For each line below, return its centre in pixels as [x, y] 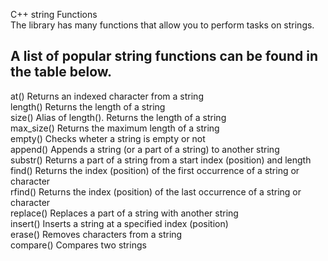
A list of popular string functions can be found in [164, 56]
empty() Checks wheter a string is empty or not [108, 138]
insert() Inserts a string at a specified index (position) [119, 223]
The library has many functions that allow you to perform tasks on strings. [162, 25]
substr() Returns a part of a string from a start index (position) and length [161, 160]
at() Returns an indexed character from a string [107, 96]
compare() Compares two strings [78, 245]
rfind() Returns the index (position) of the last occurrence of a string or [156, 191]
